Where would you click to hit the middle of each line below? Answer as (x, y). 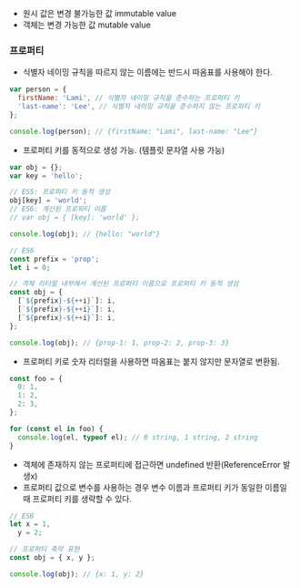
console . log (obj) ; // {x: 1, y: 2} (77, 574)
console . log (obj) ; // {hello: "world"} (85, 234)
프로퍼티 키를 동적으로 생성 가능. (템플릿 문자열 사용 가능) (124, 150)
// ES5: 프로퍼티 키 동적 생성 (60, 192)
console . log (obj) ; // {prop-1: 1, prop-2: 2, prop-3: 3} (120, 343)
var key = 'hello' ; (46, 176)
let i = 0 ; (30, 267)
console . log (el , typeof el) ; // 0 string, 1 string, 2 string (138, 437)
